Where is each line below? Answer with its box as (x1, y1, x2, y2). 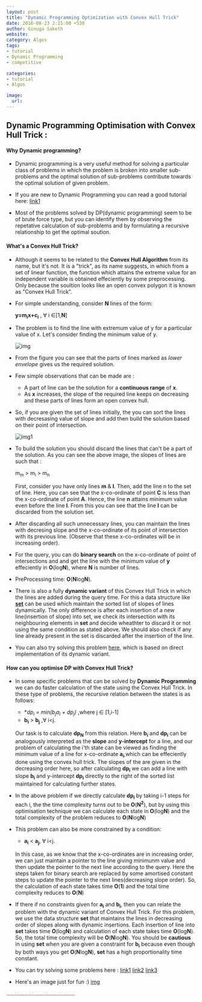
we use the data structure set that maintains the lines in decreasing (14, 915, 183, 922)
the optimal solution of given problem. (14, 179, 110, 187)
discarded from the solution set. (14, 508, 95, 516)
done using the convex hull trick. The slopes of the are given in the (14, 758, 181, 765)
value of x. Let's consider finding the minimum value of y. (14, 331, 158, 338)
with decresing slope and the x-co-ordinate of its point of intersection (14, 526, 189, 534)
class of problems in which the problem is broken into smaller (14, 167, 168, 174)
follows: (14, 697, 35, 704)
